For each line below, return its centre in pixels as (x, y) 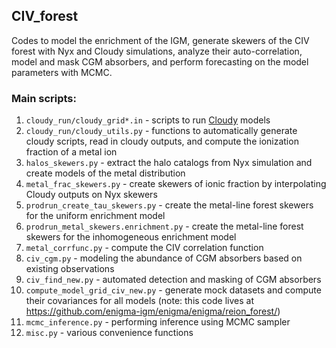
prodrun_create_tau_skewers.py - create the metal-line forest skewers (169, 205)
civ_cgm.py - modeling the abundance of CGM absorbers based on (164, 258)
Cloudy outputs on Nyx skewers (91, 195)
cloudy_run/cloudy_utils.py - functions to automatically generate (161, 131)
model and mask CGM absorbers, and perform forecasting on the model (160, 61)
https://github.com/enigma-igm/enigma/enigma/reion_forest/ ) (153, 311)
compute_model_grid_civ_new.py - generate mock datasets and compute (173, 290)
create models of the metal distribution (105, 173)
